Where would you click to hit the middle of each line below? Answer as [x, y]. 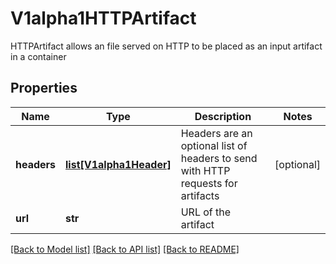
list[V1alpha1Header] [118, 164]
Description [223, 116]
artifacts [200, 195]
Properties [44, 88]
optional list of [214, 145]
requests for [209, 183]
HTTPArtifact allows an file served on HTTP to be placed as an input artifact [166, 46]
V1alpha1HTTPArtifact [103, 18]
